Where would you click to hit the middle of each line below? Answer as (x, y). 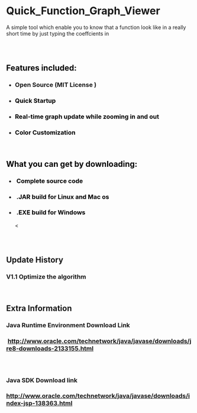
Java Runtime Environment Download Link (68, 325)
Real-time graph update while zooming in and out (87, 117)
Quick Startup (35, 101)
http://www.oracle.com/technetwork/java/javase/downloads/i (98, 396)
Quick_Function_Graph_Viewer (83, 11)
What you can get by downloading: (72, 164)
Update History (35, 260)
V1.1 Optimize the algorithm (46, 277)
